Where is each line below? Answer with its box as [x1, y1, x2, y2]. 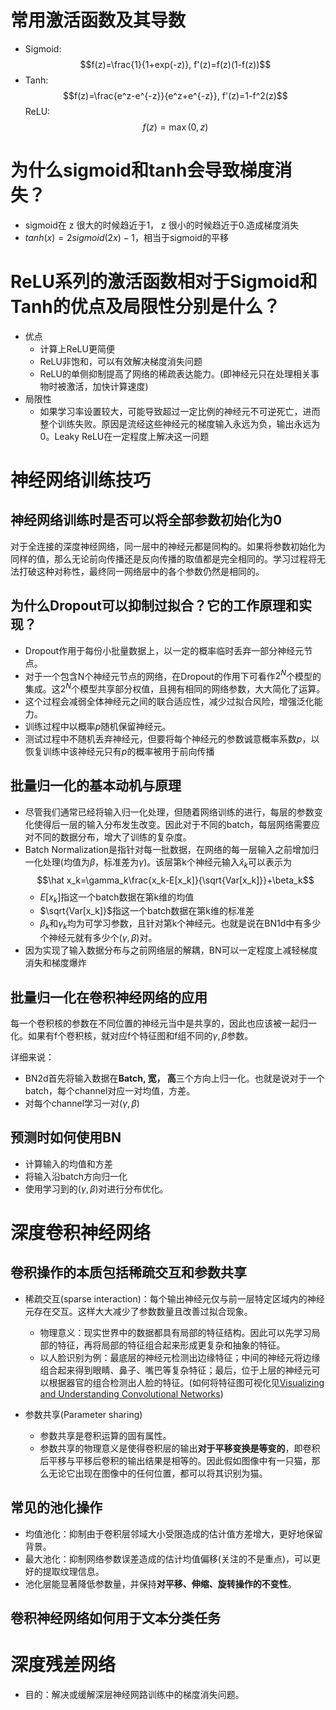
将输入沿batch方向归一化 [24, 1170, 128, 1182]
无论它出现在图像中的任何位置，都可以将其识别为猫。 [48, 1467, 268, 1479]
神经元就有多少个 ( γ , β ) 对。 [48, 932, 158, 944]
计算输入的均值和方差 [24, 1157, 113, 1170]
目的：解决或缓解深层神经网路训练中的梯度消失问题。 [24, 1688, 245, 1700]
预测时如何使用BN [10, 1129, 122, 1146]
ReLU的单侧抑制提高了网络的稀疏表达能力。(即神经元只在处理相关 [39, 367, 311, 380]
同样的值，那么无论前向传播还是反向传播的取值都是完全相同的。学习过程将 [10, 552, 317, 565]
